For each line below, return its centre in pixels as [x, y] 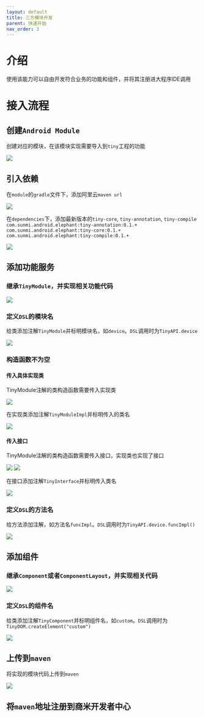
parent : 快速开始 [26, 23]
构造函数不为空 [28, 359]
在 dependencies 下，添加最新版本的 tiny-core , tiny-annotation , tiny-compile [101, 219]
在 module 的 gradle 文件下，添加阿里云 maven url [65, 194]
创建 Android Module [43, 130]
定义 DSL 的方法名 [30, 510]
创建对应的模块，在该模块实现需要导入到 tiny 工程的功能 [76, 146]
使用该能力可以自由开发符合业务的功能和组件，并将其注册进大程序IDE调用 [99, 79]
